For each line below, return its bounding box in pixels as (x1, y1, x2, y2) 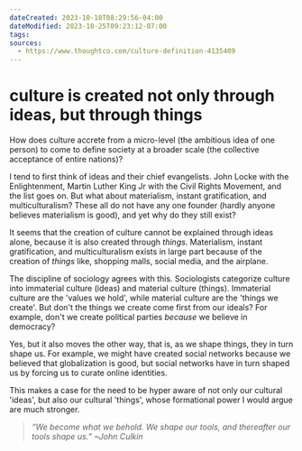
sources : (9, 38, 42, 48)
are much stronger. (9, 404, 80, 415)
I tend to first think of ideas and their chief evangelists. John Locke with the (9, 171, 289, 182)
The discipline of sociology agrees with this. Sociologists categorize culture (9, 273, 290, 284)
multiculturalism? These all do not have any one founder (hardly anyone (9, 200, 276, 211)
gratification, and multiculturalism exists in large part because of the (9, 246, 263, 257)
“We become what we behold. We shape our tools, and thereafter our (31, 421, 291, 433)
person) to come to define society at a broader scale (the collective (9, 144, 260, 155)
